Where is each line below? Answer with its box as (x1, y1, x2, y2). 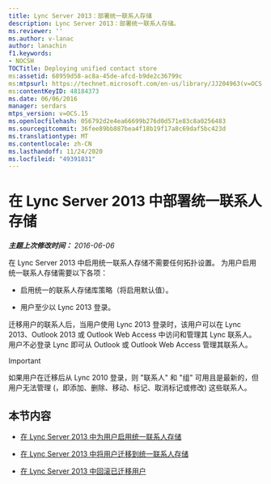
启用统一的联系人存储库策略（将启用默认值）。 (19, 285, 173, 295)
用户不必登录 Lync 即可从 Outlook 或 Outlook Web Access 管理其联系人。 (8, 340, 252, 350)
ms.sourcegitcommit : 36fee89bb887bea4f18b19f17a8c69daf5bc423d (8, 125, 227, 133)
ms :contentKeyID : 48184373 (8, 87, 100, 96)
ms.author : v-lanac (8, 34, 74, 43)
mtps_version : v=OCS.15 (8, 110, 89, 118)
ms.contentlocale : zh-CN (8, 139, 92, 148)
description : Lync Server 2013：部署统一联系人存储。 (8, 19, 180, 28)
